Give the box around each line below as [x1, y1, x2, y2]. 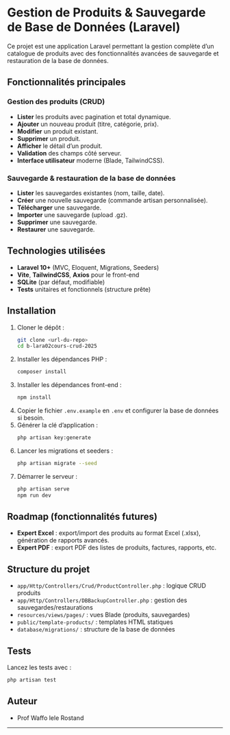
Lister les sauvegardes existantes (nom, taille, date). [16, 188, 165, 197]
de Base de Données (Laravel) [7, 19, 181, 35]
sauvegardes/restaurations [16, 603, 94, 612]
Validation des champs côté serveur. [16, 149, 122, 157]
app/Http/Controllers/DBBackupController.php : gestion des [16, 596, 188, 604]
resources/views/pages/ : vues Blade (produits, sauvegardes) [16, 611, 190, 619]
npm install [16, 394, 51, 401]
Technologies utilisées [7, 245, 106, 257]
